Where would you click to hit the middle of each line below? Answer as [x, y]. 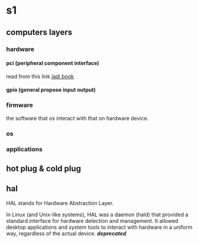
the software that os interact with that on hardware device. [77, 118]
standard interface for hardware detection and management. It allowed [92, 220]
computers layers [39, 32]
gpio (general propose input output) [51, 90]
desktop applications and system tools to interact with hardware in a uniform [99, 227]
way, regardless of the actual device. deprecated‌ [66, 233]
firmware [20, 105]
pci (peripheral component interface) [53, 63]
